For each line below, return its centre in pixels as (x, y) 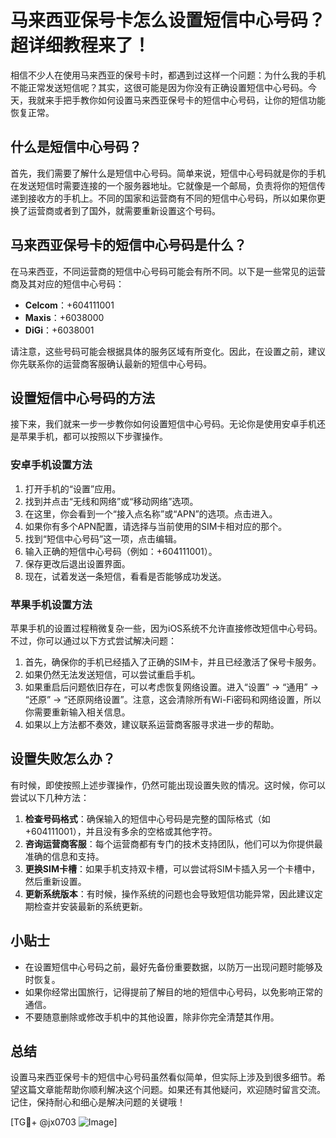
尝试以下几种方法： (50, 797)
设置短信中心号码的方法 (82, 397)
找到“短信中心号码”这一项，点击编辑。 (103, 538)
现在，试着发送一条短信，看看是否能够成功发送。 (125, 576)
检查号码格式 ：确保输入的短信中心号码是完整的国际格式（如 (147, 818)
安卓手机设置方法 (51, 465)
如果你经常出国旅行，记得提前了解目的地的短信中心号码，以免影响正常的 (173, 992)
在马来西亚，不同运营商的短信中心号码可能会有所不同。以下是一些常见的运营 (168, 271)
